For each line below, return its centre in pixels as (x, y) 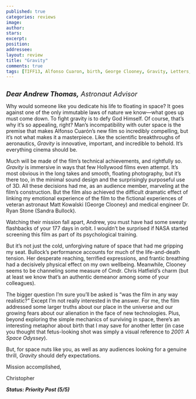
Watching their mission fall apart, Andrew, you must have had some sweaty (96, 222)
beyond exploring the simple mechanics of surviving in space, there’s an (93, 319)
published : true (26, 11)
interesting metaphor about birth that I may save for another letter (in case (95, 326)
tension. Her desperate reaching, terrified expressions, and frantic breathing (98, 259)
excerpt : (17, 39)
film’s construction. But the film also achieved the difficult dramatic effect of (97, 192)
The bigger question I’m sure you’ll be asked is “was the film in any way (92, 295)
